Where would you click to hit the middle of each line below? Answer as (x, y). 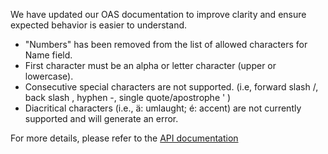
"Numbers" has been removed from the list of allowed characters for (166, 44)
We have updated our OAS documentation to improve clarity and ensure (158, 14)
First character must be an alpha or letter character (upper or (150, 65)
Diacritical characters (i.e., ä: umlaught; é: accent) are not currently (163, 108)
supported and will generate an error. (101, 118)
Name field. (48, 55)
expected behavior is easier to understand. (99, 25)
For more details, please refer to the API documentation (124, 138)
